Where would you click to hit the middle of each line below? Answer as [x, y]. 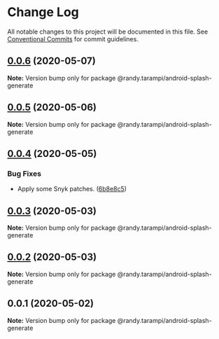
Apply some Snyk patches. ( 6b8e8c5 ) [72, 189]
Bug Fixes [24, 174]
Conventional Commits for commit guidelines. [73, 39]
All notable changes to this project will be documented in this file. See [108, 32]
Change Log [43, 12]
